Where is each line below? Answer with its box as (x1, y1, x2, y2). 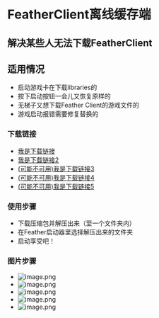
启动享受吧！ (17, 237, 55, 245)
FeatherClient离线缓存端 (7, 6, 151, 23)
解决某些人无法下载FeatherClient (7, 37, 153, 49)
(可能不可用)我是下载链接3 (17, 164, 95, 173)
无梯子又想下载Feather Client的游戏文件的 (17, 101, 139, 110)
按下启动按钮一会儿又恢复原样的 (17, 92, 111, 101)
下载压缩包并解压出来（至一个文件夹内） (17, 219, 136, 227)
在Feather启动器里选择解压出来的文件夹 (17, 227, 133, 236)
